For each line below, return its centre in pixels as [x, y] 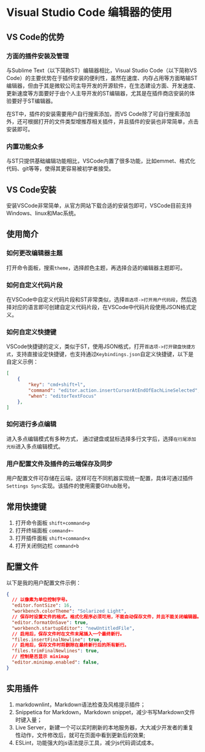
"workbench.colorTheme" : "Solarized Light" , [69, 611]
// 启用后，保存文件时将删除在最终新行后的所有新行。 [70, 645]
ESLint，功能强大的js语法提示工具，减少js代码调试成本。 [86, 742]
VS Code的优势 [35, 37]
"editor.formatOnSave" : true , [50, 622]
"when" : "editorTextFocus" [63, 396]
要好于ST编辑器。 [34, 101]
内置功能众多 [25, 146]
